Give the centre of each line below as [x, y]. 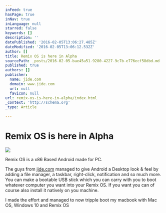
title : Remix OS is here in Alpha [41, 56]
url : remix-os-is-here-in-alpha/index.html [51, 98]
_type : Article [21, 107]
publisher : [16, 75]
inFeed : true [19, 10]
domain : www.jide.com [32, 84]
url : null [20, 89]
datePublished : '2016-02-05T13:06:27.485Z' [51, 42]
